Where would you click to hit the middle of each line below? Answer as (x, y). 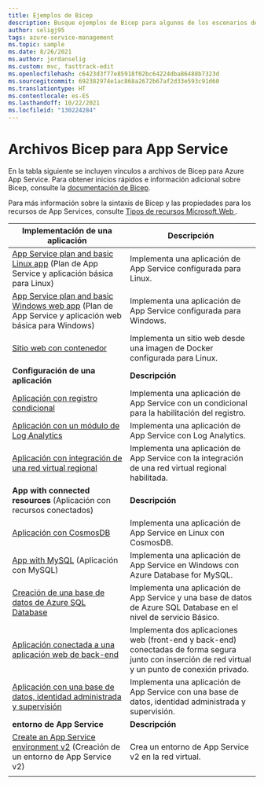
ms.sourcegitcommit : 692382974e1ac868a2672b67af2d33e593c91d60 (114, 81)
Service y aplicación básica (63, 273)
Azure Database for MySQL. (181, 574)
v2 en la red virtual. (165, 757)
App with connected (51, 490)
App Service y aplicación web (67, 315)
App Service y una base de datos (191, 597)
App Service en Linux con (177, 533)
